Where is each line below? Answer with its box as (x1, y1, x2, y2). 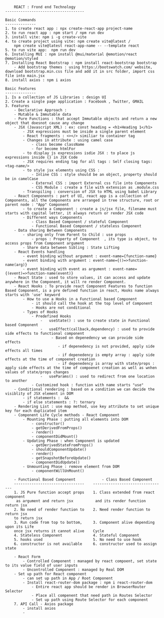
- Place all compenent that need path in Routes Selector (31, 593, 153, 598)
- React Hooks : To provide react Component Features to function (14, 284, 153, 289)
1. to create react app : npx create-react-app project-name (5, 26, 133, 31)
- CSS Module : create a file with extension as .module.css (31, 185, 160, 190)
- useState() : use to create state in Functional (40, 318, 151, 323)
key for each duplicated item (5, 408, 67, 413)
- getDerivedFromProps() (31, 426, 82, 430)
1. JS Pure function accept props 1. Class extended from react (14, 490, 155, 495)
